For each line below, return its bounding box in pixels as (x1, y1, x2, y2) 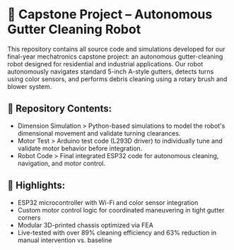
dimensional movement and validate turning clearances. (17, 129, 181, 137)
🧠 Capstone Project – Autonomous (7, 6, 213, 23)
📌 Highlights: (7, 179, 66, 191)
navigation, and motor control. (17, 159, 106, 167)
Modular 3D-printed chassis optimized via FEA (17, 220, 153, 229)
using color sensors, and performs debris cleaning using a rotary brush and (7, 74, 228, 83)
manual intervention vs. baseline (17, 236, 112, 244)
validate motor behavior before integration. (17, 144, 143, 153)
